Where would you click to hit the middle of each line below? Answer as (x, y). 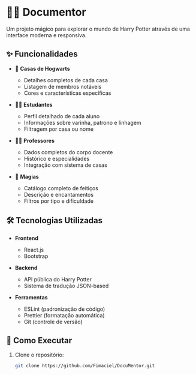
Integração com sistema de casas (66, 165)
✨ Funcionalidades (42, 54)
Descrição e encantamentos (59, 194)
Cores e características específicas (67, 93)
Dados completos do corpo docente (68, 152)
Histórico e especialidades (57, 158)
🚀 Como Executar (39, 340)
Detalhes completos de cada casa (66, 80)
